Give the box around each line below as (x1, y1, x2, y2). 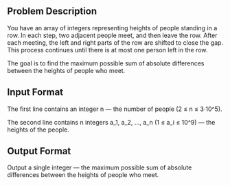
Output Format (7, 145, 71, 157)
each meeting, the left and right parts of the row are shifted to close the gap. (7, 38, 224, 47)
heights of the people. (7, 125, 70, 134)
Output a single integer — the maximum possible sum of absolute (7, 163, 192, 172)
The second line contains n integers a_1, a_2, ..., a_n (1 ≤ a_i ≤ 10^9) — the (7, 118, 216, 126)
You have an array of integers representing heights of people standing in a (7, 23, 218, 32)
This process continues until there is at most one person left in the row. (7, 45, 208, 54)
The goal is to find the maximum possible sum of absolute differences (7, 59, 205, 68)
